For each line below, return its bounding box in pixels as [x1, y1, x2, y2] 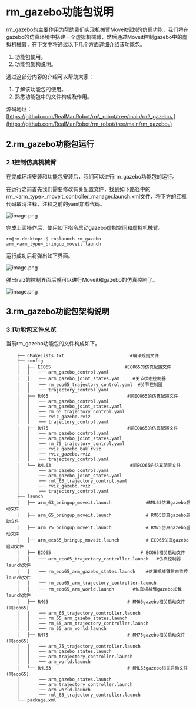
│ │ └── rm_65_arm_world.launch [16, 626, 107, 632]
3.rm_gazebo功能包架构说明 [6, 306, 110, 316]
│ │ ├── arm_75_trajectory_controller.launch [16, 644, 141, 649]
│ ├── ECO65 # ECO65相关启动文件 [16, 550, 185, 556]
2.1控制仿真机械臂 [6, 159, 57, 167]
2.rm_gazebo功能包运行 [6, 139, 94, 149]
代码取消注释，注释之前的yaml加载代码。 [6, 200, 106, 207]
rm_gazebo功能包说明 [6, 5, 114, 19]
